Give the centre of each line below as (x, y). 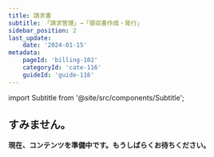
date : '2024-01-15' (55, 45)
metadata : (25, 53)
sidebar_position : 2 (43, 30)
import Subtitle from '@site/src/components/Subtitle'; (97, 97)
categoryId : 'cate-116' (62, 68)
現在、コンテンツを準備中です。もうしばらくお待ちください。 (109, 145)
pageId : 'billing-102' (60, 61)
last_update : (30, 38)
